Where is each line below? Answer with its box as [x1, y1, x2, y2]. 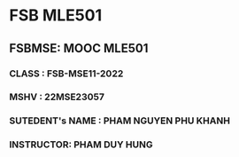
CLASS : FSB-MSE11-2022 [9, 67, 124, 80]
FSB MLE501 [9, 5, 103, 26]
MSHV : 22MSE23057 [9, 90, 104, 103]
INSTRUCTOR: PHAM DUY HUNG [9, 138, 153, 151]
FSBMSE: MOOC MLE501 [9, 41, 149, 56]
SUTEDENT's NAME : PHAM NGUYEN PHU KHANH [9, 114, 230, 127]
